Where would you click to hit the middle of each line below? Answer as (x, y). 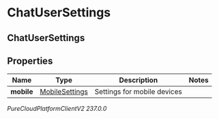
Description (138, 80)
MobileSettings (64, 92)
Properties (30, 61)
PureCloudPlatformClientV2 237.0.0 (57, 109)
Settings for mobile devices (138, 92)
